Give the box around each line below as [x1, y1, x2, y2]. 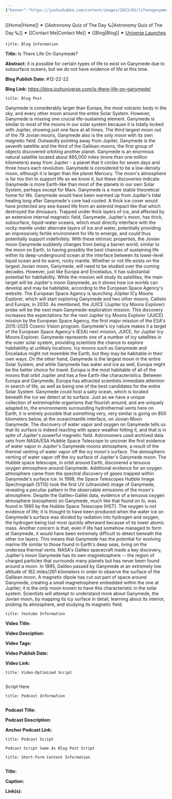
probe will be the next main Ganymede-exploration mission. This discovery [5, 307, 163, 313]
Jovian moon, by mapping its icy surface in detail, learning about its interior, [5, 596, 165, 602]
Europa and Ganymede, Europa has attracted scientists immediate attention [5, 377, 165, 384]
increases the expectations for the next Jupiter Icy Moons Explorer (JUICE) [5, 312, 164, 318]
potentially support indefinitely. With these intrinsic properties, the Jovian [5, 236, 160, 242]
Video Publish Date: [5, 650, 49, 656]
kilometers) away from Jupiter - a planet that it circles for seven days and [5, 159, 160, 165]
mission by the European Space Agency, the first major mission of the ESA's [5, 317, 166, 324]
